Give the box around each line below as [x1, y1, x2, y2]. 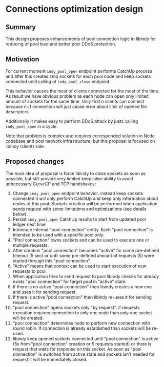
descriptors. [5, 108, 30, 114]
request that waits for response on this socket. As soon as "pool [12, 346, 142, 352]
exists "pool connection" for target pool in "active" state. [12, 279, 126, 284]
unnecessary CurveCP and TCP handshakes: [5, 181, 96, 187]
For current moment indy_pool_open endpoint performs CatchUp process [5, 68, 153, 74]
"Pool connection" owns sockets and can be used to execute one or [12, 237, 149, 243]
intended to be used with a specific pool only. [12, 232, 104, 237]
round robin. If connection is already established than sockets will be [12, 325, 151, 331]
